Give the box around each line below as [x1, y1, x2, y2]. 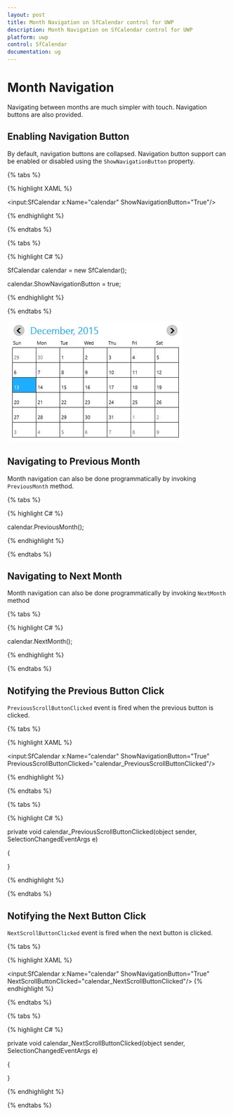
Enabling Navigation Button [7, 131, 130, 143]
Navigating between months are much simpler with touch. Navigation [7, 103, 207, 111]
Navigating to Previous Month [7, 456, 140, 468]
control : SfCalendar [7, 41, 68, 49]
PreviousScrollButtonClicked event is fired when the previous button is [7, 703, 214, 712]
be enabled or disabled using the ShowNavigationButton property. [7, 157, 195, 165]
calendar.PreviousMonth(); [7, 523, 84, 531]
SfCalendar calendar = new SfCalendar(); [7, 266, 128, 274]
